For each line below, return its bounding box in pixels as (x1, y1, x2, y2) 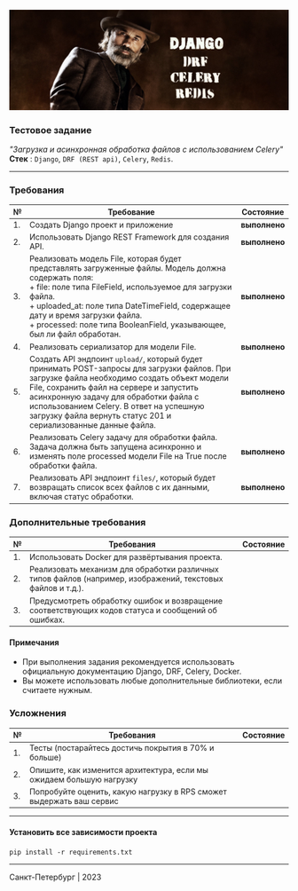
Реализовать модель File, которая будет (29, 254, 182, 264)
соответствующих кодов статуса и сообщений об (29, 604, 217, 615)
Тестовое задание (9, 123, 92, 136)
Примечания (9, 636, 59, 648)
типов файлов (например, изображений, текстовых (29, 573, 223, 584)
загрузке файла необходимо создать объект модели (29, 372, 229, 382)
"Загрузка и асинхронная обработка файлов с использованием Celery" (9, 144, 284, 154)
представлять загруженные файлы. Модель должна (29, 263, 226, 273)
